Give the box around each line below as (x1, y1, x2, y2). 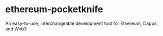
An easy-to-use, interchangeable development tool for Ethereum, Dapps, (5, 20, 158, 26)
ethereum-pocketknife (5, 4, 103, 15)
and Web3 (5, 25, 27, 31)
